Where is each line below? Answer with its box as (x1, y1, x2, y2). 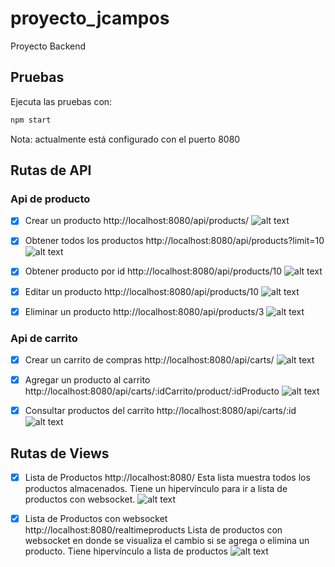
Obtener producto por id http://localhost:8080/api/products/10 (24, 265, 283, 277)
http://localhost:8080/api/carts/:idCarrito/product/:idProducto (24, 385, 280, 397)
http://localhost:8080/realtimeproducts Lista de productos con (24, 524, 283, 536)
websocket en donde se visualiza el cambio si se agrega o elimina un (24, 535, 310, 547)
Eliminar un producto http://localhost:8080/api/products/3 (24, 305, 265, 317)
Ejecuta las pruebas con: (10, 95, 113, 107)
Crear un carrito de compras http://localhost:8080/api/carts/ (24, 353, 275, 366)
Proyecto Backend (10, 40, 87, 52)
